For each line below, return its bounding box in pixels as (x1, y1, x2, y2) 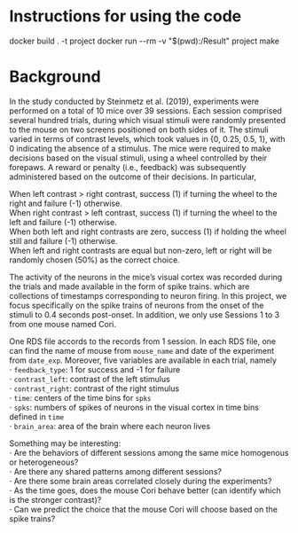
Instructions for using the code (9, 6, 242, 27)
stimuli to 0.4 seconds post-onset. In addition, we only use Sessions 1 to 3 (9, 309, 280, 320)
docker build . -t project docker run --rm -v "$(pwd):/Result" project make (9, 35, 280, 46)
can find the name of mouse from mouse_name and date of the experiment (9, 345, 275, 356)
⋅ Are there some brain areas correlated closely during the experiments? (9, 475, 272, 486)
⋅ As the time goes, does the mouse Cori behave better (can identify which (9, 485, 281, 496)
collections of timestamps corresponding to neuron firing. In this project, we (9, 290, 287, 301)
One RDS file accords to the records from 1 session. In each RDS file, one (9, 335, 277, 347)
